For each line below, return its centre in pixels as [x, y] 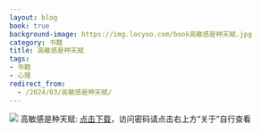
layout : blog [34, 17]
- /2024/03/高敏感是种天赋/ [65, 92]
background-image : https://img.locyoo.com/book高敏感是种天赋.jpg [131, 34]
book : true [29, 26]
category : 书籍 [36, 42]
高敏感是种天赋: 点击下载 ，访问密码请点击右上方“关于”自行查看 [136, 119]
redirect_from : [38, 84]
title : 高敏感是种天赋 [47, 51]
